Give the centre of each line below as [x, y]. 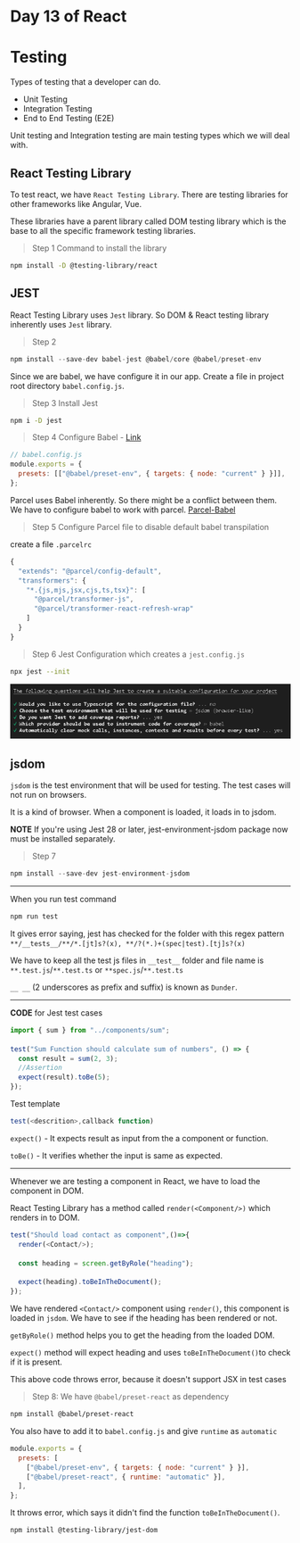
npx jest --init [40, 671]
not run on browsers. [49, 795]
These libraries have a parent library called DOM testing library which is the [148, 221]
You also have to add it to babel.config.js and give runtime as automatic [144, 1431]
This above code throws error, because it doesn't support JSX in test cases [149, 1379]
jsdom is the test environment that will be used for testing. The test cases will [150, 785]
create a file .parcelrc [51, 544]
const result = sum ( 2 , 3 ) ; [68, 1058]
